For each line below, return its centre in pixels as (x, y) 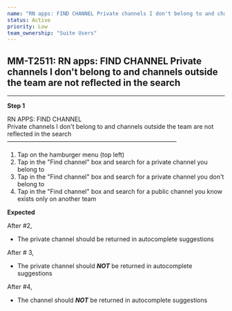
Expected (21, 213)
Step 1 (16, 106)
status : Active (29, 20)
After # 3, (21, 253)
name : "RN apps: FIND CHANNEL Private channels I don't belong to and (111, 14)
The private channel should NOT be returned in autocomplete (105, 266)
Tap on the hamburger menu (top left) (71, 155)
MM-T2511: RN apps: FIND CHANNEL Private (105, 61)
